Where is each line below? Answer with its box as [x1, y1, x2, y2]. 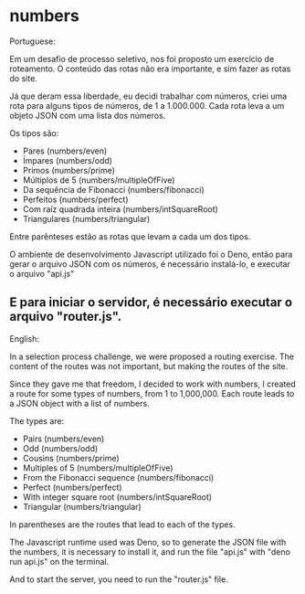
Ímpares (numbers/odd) [22, 154, 112, 165]
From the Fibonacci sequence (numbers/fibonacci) [22, 472, 215, 483]
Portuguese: [9, 36, 57, 47]
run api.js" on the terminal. [9, 556, 110, 567]
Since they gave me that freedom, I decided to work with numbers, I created [9, 378, 297, 389]
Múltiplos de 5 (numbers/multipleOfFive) [22, 175, 175, 186]
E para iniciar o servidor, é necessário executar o [9, 294, 293, 311]
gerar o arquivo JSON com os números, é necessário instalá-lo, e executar [9, 258, 290, 270]
